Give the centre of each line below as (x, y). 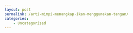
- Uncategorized (30, 23)
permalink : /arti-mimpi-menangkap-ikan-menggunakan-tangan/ (67, 14)
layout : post (18, 9)
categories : (17, 18)
